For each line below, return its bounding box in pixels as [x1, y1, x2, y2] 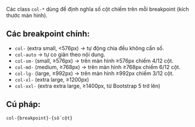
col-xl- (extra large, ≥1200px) [14, 76, 89, 83]
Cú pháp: [6, 99, 41, 109]
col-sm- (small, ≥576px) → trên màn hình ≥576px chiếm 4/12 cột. [14, 57, 174, 64]
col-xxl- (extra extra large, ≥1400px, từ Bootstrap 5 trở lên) [14, 82, 161, 89]
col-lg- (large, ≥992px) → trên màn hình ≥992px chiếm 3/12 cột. [14, 70, 174, 77]
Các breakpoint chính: [6, 29, 90, 39]
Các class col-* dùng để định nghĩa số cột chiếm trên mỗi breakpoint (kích [6, 6, 189, 12]
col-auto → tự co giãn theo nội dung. [14, 51, 106, 58]
